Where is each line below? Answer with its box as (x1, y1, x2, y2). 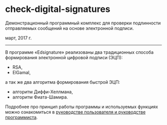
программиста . (5, 114, 38, 120)
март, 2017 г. (5, 35, 32, 41)
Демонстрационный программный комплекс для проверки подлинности (5, 20, 161, 26)
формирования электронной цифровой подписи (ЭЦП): (5, 54, 123, 60)
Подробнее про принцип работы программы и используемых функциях (5, 104, 158, 110)
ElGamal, (12, 69, 31, 75)
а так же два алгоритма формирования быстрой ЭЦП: (5, 79, 120, 85)
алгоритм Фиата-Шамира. (12, 94, 68, 100)
